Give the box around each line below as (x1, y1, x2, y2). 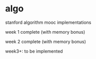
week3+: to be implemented (5, 48, 63, 54)
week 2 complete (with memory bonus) (5, 38, 86, 45)
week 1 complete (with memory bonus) (5, 29, 85, 35)
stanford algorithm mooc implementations (5, 19, 91, 25)
